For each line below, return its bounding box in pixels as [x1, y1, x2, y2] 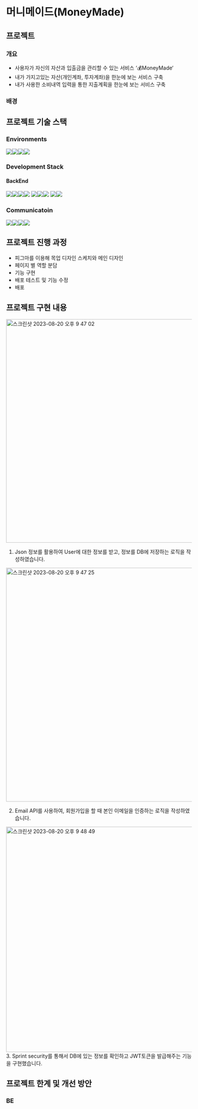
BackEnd [6, 177, 28, 184]
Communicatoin [6, 206, 53, 214]
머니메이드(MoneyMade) [6, 5, 125, 19]
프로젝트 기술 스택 [6, 117, 67, 127]
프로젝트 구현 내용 [6, 303, 67, 313]
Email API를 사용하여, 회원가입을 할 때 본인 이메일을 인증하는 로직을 [14, 807, 170, 814]
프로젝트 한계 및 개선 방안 [6, 1078, 93, 1088]
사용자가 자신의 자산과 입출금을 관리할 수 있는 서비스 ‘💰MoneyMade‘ [14, 64, 174, 71]
